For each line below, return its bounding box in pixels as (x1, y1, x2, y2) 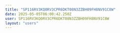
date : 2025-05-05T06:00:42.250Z (5, 12, 72, 16)
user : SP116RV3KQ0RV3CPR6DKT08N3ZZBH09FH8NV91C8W (5, 16, 110, 21)
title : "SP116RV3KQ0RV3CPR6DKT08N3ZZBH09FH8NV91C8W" (5, 7, 116, 12)
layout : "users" (5, 20, 39, 26)
